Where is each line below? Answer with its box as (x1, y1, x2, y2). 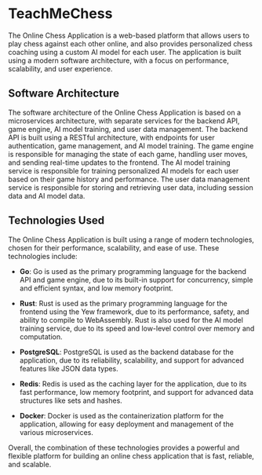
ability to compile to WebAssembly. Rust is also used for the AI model (19, 315, 243, 324)
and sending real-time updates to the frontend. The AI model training (8, 158, 231, 167)
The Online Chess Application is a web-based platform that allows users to (8, 31, 249, 40)
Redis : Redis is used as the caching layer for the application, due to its (19, 378, 247, 389)
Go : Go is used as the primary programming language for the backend (19, 266, 247, 276)
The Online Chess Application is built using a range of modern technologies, (8, 235, 255, 244)
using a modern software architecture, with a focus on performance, (8, 56, 229, 65)
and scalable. (8, 459, 52, 469)
